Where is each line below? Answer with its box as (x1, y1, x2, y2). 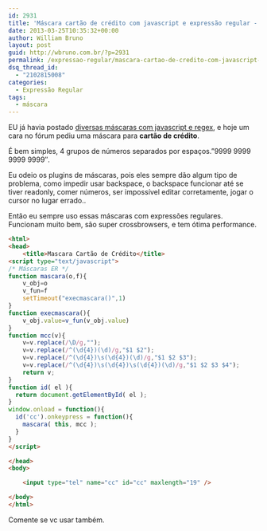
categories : (8, 78, 48, 86)
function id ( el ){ (8, 383, 73, 391)
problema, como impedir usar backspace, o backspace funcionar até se (8, 179, 244, 188)
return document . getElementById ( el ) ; (15, 391, 148, 399)
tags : (8, 93, 26, 101)
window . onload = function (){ (8, 406, 105, 414)
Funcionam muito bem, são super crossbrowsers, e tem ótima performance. (8, 220, 257, 230)
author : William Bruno (8, 33, 83, 42)
